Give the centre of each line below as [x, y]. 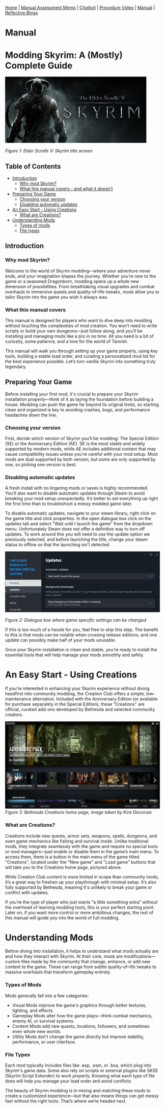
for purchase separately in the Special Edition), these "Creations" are [75, 704]
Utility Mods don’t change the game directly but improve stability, [78, 1037]
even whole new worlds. [37, 1031]
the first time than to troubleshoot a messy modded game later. [69, 504]
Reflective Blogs [22, 13]
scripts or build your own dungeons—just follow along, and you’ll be [74, 331]
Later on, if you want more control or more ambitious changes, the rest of [79, 912]
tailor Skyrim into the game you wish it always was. [57, 297]
